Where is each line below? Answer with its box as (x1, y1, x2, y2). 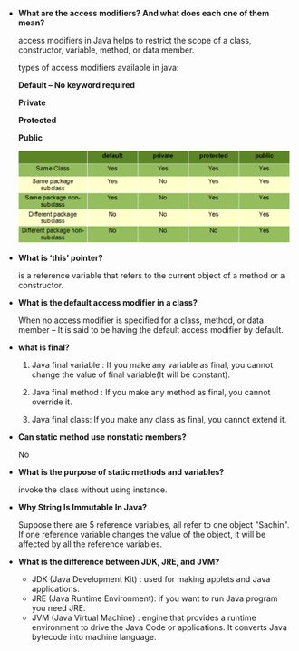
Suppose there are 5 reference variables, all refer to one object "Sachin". (17, 520, 290, 530)
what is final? (17, 342, 70, 353)
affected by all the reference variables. (17, 539, 163, 549)
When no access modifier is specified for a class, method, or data (17, 315, 265, 325)
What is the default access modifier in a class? (17, 297, 198, 307)
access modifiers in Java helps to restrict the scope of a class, (17, 35, 252, 45)
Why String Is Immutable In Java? (17, 502, 148, 512)
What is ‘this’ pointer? (17, 253, 103, 263)
